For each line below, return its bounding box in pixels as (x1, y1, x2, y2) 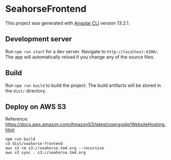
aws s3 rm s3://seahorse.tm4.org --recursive (5, 146, 104, 151)
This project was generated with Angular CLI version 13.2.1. (5, 20, 130, 26)
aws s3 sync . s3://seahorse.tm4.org (5, 150, 86, 155)
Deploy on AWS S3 (5, 102, 67, 111)
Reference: (5, 116, 29, 122)
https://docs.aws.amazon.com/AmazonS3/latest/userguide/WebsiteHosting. (5, 121, 166, 128)
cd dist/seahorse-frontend (5, 141, 63, 146)
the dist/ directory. (5, 87, 47, 94)
